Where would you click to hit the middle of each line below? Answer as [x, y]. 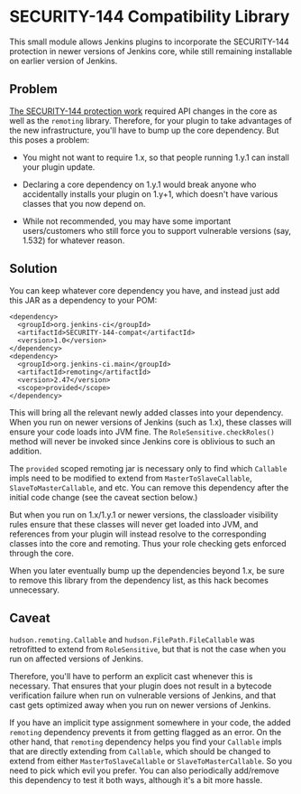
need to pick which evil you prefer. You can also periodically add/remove [144, 771]
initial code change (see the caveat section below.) [104, 497]
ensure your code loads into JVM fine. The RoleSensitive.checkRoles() [142, 432]
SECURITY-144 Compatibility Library [150, 17]
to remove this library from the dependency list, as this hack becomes [139, 580]
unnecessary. [35, 590]
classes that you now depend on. [84, 203]
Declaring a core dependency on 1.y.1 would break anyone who [139, 184]
